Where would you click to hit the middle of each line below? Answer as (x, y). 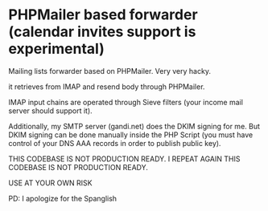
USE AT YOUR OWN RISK (50, 183)
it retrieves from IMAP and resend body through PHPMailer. (107, 87)
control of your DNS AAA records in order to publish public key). (115, 143)
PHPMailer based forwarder (103, 15)
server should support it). (50, 111)
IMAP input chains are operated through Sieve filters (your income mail (126, 102)
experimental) (56, 49)
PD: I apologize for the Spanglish (63, 198)
